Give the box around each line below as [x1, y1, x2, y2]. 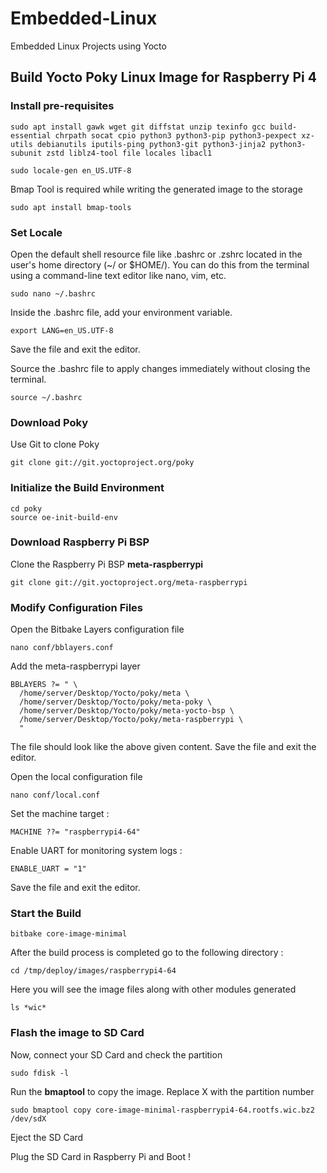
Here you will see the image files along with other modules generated [10, 983, 297, 996]
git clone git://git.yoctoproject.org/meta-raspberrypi [10, 577, 248, 587]
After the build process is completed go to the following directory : [10, 947, 284, 959]
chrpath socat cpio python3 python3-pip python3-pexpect [54, 130, 298, 141]
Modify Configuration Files [10, 600, 144, 614]
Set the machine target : [10, 808, 110, 820]
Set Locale [10, 225, 63, 239]
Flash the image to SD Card [10, 1026, 145, 1040]
